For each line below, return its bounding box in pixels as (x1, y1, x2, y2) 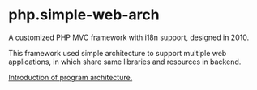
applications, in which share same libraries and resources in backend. (8, 57, 242, 66)
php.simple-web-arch (8, 6, 160, 24)
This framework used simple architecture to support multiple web (8, 48, 227, 58)
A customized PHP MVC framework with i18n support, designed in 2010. (8, 32, 250, 42)
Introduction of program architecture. (8, 72, 133, 82)
